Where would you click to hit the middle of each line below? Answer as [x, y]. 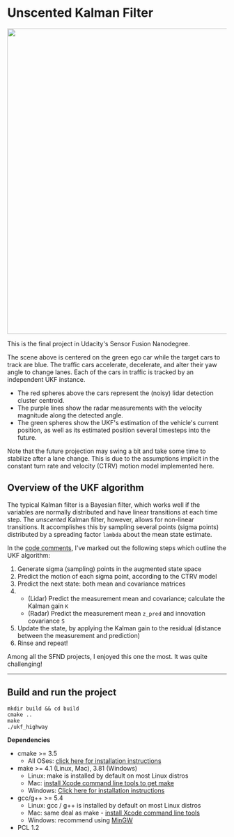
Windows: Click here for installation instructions [96, 790]
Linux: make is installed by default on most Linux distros [108, 776]
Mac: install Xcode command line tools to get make [101, 783]
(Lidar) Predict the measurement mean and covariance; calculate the [126, 598]
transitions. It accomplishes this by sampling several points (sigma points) [113, 527]
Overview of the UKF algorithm [76, 488]
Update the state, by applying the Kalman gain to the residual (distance [119, 628]
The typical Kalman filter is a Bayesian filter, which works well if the [104, 505]
